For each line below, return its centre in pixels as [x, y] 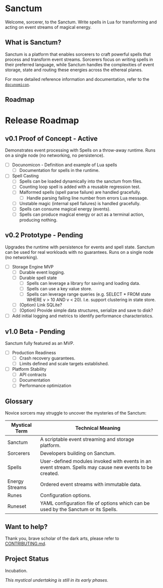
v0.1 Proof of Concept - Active [51, 139]
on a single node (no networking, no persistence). [55, 155]
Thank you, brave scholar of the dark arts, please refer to [62, 538]
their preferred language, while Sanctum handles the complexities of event [80, 64]
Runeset [17, 506]
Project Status [27, 559]
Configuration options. [65, 495]
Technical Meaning [98, 428]
